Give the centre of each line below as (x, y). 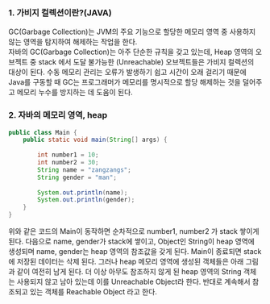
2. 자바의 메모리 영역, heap (58, 115)
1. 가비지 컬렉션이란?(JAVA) (60, 12)
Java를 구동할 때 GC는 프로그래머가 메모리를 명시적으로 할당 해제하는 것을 (125, 82)
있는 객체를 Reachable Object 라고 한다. (93, 292)
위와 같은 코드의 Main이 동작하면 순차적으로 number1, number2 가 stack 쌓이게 (134, 231)
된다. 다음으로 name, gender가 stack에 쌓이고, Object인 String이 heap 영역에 (132, 242)
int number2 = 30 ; (68, 163)
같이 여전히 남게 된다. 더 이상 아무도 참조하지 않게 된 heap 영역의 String (129, 272)
